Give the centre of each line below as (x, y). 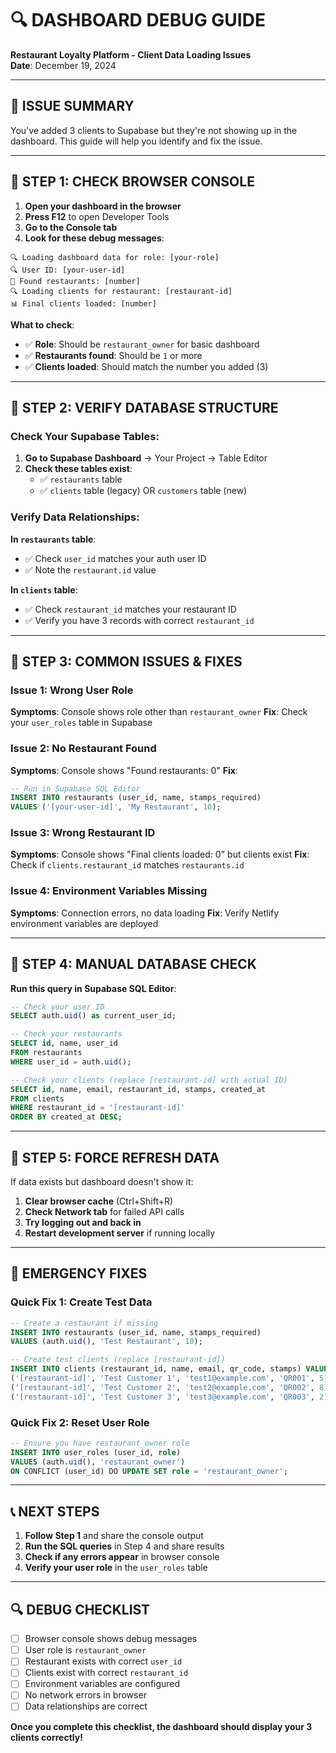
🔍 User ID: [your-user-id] (68, 270)
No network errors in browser (85, 1695)
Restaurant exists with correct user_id (103, 1661)
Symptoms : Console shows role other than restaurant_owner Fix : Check (159, 712)
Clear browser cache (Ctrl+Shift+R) (99, 1201)
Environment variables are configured (102, 1684)
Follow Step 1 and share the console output (114, 1536)
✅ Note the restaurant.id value (90, 569)
